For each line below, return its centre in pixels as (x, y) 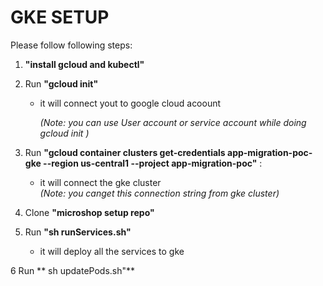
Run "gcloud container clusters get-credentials (125, 152)
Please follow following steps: (71, 45)
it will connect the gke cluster (100, 182)
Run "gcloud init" (61, 83)
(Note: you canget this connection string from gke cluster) (159, 193)
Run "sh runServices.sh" (78, 232)
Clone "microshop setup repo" (89, 212)
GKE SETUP (60, 17)
